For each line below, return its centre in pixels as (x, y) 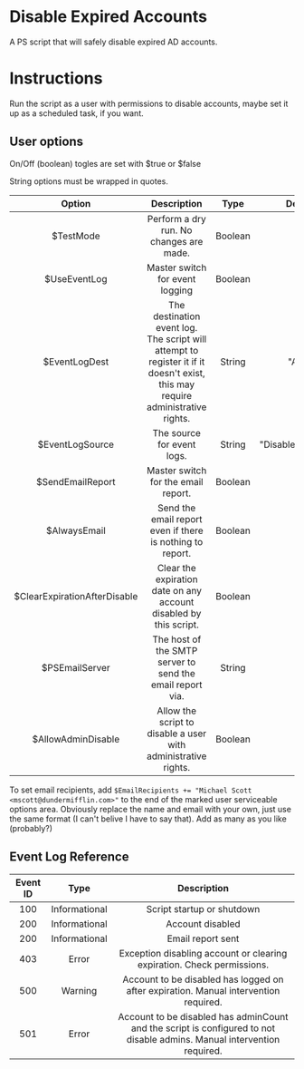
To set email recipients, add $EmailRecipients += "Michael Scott (131, 790)
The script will (177, 339)
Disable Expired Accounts (109, 17)
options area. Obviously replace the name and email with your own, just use (151, 809)
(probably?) (31, 828)
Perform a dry (176, 219)
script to (176, 722)
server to (177, 662)
